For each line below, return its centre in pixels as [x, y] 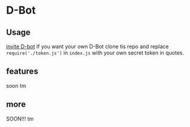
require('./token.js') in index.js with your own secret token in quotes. [95, 53]
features [22, 72]
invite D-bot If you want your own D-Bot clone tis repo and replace [88, 46]
